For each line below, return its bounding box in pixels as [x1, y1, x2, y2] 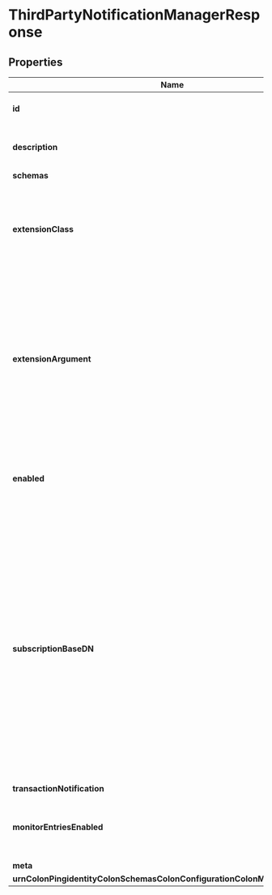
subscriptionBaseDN [12, 643, 95, 654]
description [12, 142, 58, 152]
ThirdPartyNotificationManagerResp [8, 6, 261, 24]
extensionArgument [12, 353, 91, 364]
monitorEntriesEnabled [12, 821, 104, 833]
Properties [8, 55, 63, 69]
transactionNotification [12, 783, 104, 794]
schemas [12, 170, 49, 181]
